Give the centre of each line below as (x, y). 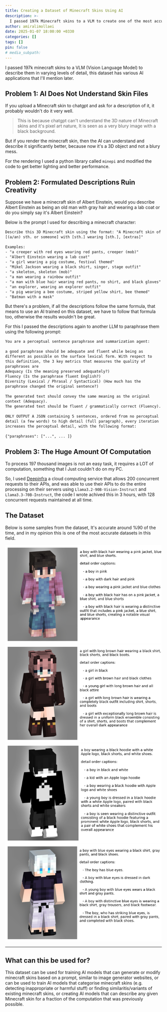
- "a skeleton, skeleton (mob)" (39, 272)
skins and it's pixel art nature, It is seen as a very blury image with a (87, 126)
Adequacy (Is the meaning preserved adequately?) (58, 372)
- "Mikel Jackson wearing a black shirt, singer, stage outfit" (73, 267)
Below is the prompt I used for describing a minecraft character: (71, 223)
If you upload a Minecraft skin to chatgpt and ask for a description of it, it (80, 106)
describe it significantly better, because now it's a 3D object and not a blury (83, 146)
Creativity (21, 190)
